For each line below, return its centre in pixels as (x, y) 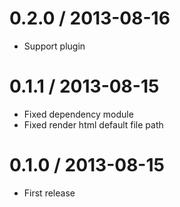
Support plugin (54, 46)
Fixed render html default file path (93, 124)
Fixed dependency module (78, 114)
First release (49, 193)
